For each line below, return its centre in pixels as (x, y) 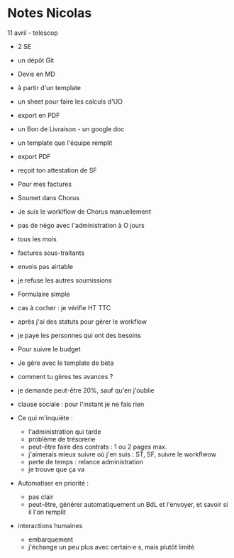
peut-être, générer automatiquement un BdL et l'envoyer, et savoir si (128, 504)
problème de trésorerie (62, 439)
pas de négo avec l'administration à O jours (81, 225)
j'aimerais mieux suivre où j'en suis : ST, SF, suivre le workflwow (122, 454)
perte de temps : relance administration (86, 461)
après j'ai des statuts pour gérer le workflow (82, 322)
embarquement (50, 539)
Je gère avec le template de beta (66, 363)
